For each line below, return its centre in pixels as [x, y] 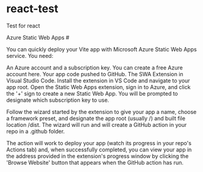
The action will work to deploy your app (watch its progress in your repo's [99, 143]
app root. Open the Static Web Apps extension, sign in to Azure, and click [98, 87]
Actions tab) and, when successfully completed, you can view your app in [99, 149]
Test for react [23, 26]
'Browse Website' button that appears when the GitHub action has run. [95, 162]
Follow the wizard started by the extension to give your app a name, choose [101, 112]
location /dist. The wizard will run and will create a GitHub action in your [97, 124]
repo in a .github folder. [36, 131]
